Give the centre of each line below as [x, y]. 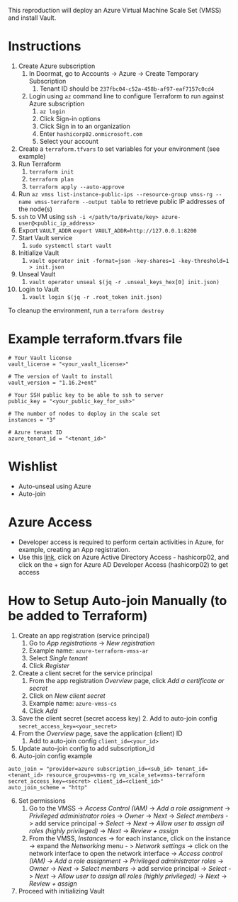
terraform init [51, 172]
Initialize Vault [39, 253]
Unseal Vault [37, 274]
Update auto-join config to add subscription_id [86, 748]
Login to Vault [39, 289]
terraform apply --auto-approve [76, 187]
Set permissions [42, 801]
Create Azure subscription [57, 66]
